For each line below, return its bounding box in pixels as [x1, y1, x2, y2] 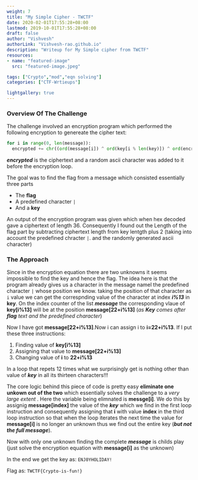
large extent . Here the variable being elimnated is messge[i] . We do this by [6, 395, 190, 403]
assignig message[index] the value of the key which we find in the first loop [6, 402, 192, 409]
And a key [15, 204, 41, 212]
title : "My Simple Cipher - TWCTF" [6, 14, 94, 20]
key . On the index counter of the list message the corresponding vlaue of [6, 300, 185, 307]
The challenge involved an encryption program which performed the [6, 123, 172, 130]
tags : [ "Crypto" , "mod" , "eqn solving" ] [6, 74, 102, 80]
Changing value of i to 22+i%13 [15, 354, 93, 361]
